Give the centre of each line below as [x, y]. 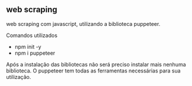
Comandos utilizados [32, 35]
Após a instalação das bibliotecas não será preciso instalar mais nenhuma [96, 64]
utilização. [19, 77]
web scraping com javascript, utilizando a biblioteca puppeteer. [83, 24]
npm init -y [28, 47]
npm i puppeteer [35, 53]
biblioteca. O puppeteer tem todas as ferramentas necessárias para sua [94, 71]
